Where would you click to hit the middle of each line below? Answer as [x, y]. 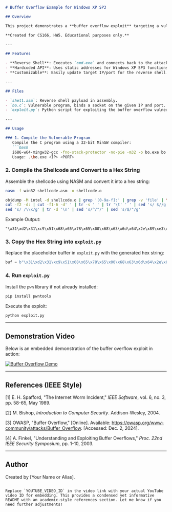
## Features [18, 54]
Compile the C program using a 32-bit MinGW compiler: [72, 142]
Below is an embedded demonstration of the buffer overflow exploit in [79, 349]
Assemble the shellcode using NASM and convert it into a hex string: [78, 181]
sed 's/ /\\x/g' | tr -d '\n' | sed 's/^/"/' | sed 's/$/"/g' [73, 210]
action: [13, 354]
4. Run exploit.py [28, 276]
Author [17, 464]
